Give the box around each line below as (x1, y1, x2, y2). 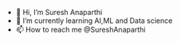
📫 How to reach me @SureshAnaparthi (15, 25, 146, 34)
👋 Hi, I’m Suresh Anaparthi (15, 8, 103, 17)
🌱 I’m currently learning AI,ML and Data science (15, 16, 173, 25)
